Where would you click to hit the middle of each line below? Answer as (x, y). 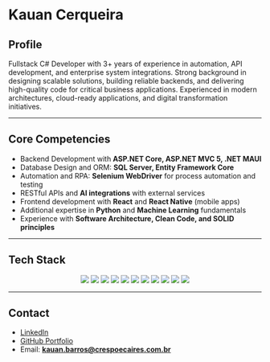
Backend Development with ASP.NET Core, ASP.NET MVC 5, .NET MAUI (141, 158)
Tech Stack (37, 260)
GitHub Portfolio (47, 341)
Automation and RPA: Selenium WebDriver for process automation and (137, 175)
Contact (29, 313)
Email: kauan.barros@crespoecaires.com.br (95, 350)
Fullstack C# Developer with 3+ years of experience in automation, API (125, 64)
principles (37, 227)
